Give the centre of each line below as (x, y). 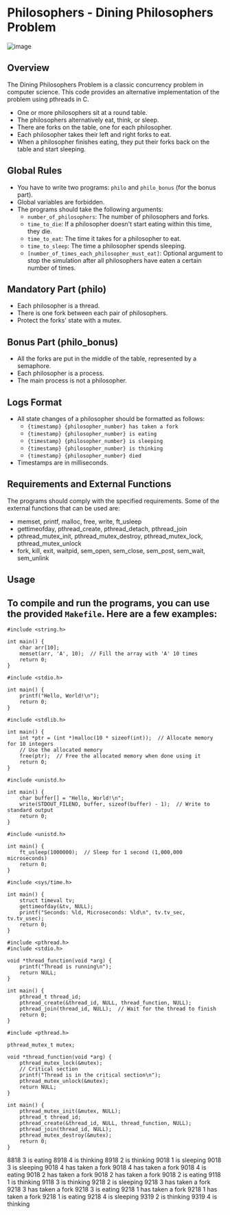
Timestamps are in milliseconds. (62, 463)
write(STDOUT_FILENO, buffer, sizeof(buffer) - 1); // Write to (115, 804)
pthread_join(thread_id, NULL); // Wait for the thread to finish (118, 1009)
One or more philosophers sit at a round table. (82, 112)
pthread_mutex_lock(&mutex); (61, 1063)
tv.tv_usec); (26, 919)
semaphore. (34, 366)
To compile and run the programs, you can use (108, 603)
